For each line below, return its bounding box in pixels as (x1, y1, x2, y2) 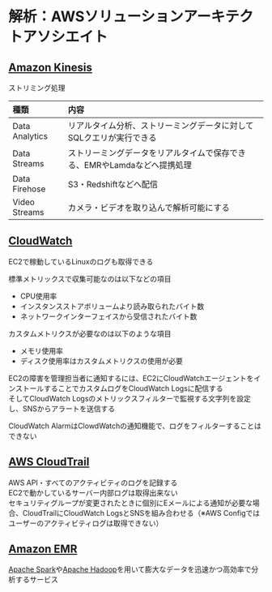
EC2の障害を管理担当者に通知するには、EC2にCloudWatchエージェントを (8, 373, 254, 383)
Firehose (12, 183, 46, 195)
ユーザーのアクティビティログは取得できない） (8, 518, 164, 528)
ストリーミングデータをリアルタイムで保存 (67, 148, 231, 158)
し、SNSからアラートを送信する (8, 403, 116, 414)
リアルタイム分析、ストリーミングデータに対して (67, 120, 254, 131)
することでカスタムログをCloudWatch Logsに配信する (43, 383, 224, 393)
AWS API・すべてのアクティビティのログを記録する (8, 478, 178, 487)
